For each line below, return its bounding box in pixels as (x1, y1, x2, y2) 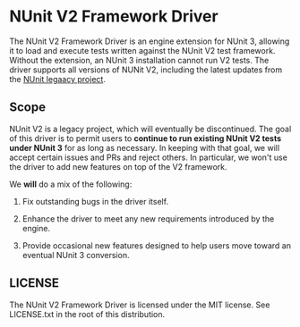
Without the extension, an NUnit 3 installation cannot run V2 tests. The (9, 54, 270, 65)
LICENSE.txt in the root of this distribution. (9, 308, 166, 319)
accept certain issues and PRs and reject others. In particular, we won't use (9, 152, 288, 163)
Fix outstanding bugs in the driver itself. (21, 196, 168, 206)
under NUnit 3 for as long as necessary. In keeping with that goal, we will (9, 142, 280, 153)
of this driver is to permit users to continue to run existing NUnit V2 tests (9, 132, 282, 144)
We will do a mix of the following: (9, 179, 133, 189)
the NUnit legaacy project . (9, 73, 106, 84)
